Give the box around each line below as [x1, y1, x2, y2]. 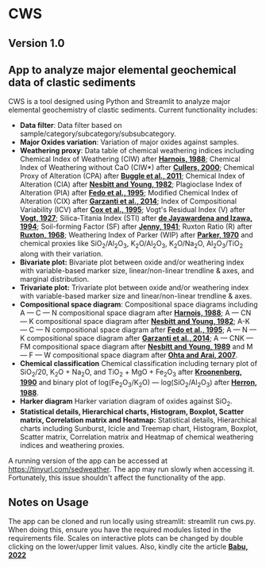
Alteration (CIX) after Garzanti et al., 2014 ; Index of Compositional [19, 196, 237, 206]
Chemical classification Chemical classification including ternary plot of [19, 359, 258, 368]
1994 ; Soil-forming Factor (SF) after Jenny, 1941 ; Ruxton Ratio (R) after [19, 222, 253, 231]
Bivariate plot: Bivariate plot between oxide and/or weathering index [19, 257, 245, 267]
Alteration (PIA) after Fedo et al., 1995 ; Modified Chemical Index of [19, 188, 238, 198]
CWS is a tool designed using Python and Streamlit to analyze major [8, 97, 231, 106]
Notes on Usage [8, 496, 89, 509]
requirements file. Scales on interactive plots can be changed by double [8, 534, 244, 543]
